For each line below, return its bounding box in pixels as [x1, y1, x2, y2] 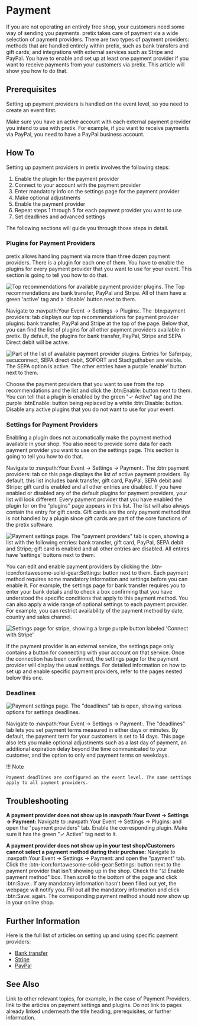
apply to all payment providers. [6, 780, 89, 786]
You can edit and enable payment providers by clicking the [6, 563, 150, 570]
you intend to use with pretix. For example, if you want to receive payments [6, 124, 189, 131]
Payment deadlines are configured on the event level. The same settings [6, 775, 192, 780]
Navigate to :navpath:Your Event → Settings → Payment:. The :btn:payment [6, 464, 189, 471]
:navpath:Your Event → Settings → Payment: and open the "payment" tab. [6, 855, 186, 862]
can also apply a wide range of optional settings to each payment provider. [6, 601, 189, 608]
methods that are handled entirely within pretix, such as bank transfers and [6, 42, 189, 49]
